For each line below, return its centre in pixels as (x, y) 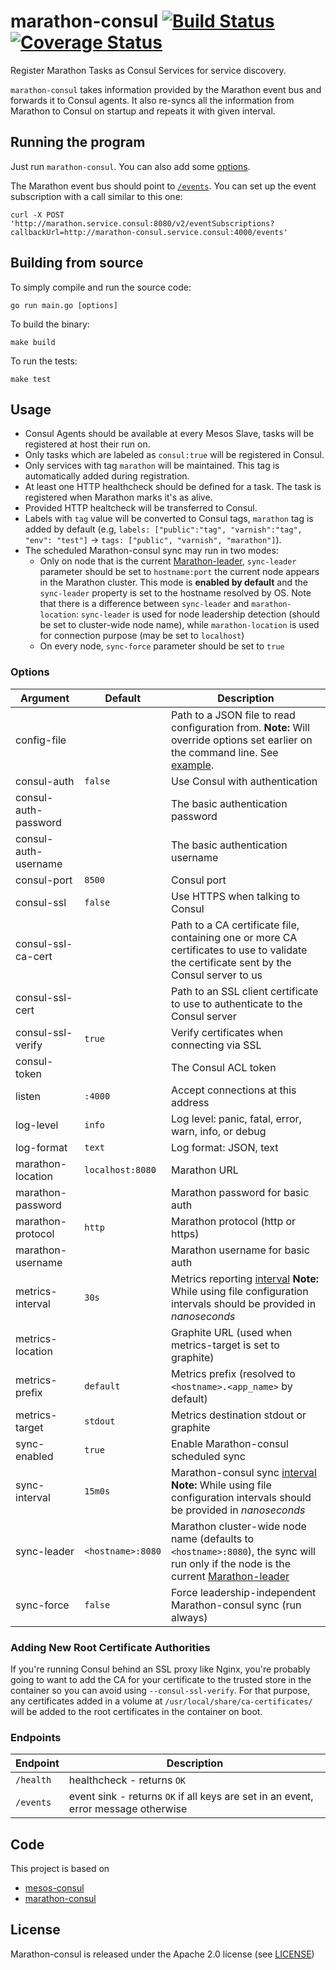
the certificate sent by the (231, 962)
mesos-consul (54, 1888)
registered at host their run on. (87, 444)
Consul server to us (217, 975)
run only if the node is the (231, 1563)
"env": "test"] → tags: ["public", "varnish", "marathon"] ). (153, 540)
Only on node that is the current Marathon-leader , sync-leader (168, 561)
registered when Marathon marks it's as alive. (118, 497)
